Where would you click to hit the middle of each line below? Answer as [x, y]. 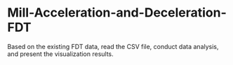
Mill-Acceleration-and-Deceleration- [117, 13]
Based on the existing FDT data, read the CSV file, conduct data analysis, [113, 46]
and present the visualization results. [60, 54]
